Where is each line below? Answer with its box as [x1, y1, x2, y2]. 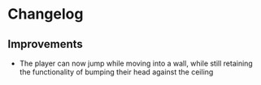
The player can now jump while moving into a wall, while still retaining [19, 58, 253, 68]
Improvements [7, 37, 83, 51]
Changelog [7, 5, 84, 23]
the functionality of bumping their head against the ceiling [19, 67, 214, 77]
